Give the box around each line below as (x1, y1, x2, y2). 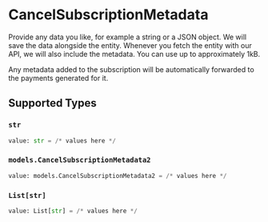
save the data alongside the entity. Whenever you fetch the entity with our (8, 40, 252, 50)
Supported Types (8, 96, 98, 110)
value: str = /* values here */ (8, 136, 116, 145)
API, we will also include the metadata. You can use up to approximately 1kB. (8, 49, 261, 59)
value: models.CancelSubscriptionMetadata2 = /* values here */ (8, 172, 227, 180)
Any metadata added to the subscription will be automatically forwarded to (8, 64, 254, 74)
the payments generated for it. (8, 73, 109, 83)
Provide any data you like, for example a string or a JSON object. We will (8, 32, 246, 42)
